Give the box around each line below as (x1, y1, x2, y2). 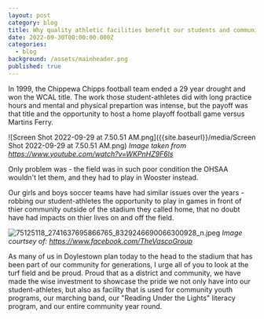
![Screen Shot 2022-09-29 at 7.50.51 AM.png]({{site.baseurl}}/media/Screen (8, 132, 256, 142)
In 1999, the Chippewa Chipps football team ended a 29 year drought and (8, 84, 246, 93)
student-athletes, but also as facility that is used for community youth (8, 285, 233, 294)
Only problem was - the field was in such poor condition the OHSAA (8, 164, 229, 173)
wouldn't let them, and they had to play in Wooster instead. (8, 172, 199, 182)
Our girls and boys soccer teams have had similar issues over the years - (8, 187, 245, 197)
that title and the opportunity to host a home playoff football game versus (8, 109, 245, 118)
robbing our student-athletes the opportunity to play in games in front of (8, 196, 242, 205)
